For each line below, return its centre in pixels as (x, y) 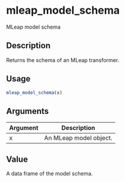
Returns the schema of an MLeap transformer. (63, 60)
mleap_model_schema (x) (34, 92)
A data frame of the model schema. (50, 174)
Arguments (28, 111)
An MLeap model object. (79, 138)
